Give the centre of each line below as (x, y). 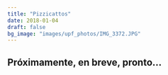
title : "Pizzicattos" (39, 14)
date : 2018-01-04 (33, 21)
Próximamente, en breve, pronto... (85, 62)
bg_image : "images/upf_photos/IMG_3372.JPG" (74, 34)
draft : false (27, 27)
